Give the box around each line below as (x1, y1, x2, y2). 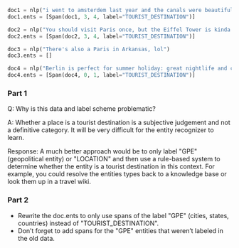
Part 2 (7, 195, 29, 205)
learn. (7, 134, 25, 142)
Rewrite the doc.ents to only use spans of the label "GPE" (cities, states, (17, 211, 229, 220)
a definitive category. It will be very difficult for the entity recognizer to (7, 126, 215, 134)
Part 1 (7, 88, 27, 98)
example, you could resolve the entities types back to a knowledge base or (7, 170, 228, 178)
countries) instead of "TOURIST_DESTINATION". (17, 219, 159, 227)
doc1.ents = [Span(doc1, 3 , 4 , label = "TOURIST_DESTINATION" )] (7, 13, 196, 21)
